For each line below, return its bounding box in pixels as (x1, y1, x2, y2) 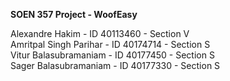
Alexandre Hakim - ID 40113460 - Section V (10, 28, 190, 39)
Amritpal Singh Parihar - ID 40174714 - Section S (10, 39, 211, 50)
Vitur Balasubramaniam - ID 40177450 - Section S (10, 49, 215, 61)
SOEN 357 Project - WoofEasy (10, 9, 138, 20)
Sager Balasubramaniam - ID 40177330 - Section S (10, 60, 221, 71)
